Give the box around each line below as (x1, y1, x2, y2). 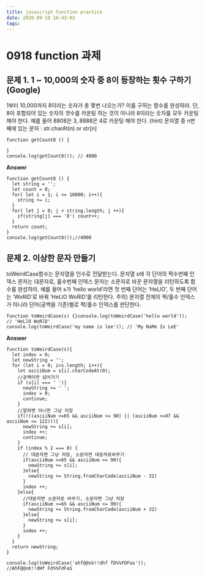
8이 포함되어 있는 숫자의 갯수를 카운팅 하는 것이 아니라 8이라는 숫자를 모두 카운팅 (6, 110, 199, 117)
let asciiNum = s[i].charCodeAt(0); (17, 368, 111, 374)
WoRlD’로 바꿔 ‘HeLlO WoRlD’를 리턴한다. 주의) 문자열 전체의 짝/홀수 (14, 293, 179, 301)
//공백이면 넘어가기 (17, 374, 59, 380)
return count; (12, 224, 48, 230)
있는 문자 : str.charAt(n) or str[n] (17, 125, 97, 132)
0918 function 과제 (6, 48, 102, 62)
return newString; (12, 544, 59, 550)
